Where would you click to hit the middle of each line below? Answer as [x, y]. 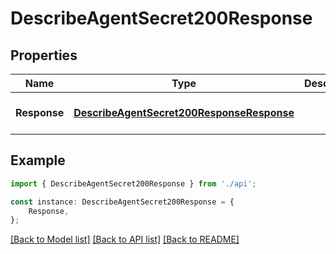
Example [38, 160]
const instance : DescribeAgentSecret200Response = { [122, 202]
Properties [44, 55]
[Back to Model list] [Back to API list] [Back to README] [125, 239]
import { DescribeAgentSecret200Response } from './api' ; [133, 183]
